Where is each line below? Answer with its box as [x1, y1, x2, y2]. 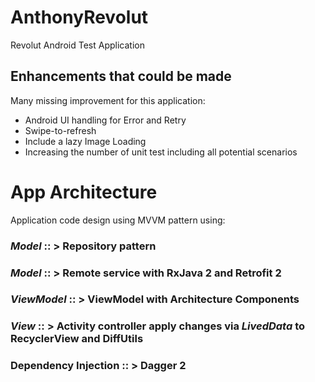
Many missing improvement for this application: [10, 94, 206, 106]
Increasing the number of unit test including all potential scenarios [24, 146, 298, 158]
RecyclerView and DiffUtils [10, 332, 144, 346]
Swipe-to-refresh [24, 124, 97, 136]
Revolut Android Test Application [10, 39, 145, 51]
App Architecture [10, 181, 158, 203]
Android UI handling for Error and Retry [24, 114, 187, 126]
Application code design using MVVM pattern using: [10, 214, 226, 226]
